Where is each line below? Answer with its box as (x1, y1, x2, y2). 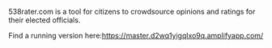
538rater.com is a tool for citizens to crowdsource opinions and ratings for (8, 7, 256, 16)
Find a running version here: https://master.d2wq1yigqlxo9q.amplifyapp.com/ (8, 31, 264, 40)
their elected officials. (8, 15, 81, 25)
